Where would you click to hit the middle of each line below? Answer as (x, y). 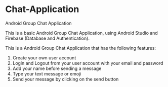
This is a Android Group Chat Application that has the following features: (80, 48)
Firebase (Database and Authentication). (48, 38)
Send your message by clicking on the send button (66, 79)
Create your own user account (44, 58)
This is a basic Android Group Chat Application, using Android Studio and (81, 33)
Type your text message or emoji (47, 73)
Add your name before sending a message (57, 68)
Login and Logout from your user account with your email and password (88, 63)
